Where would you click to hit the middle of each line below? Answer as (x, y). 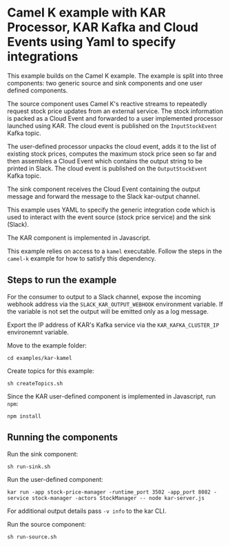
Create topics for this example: (51, 371)
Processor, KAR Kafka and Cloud (103, 27)
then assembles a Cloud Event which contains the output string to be (105, 161)
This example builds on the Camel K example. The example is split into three (115, 75)
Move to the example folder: (47, 345)
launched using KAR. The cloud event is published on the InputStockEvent (112, 125)
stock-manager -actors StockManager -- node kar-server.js (118, 498)
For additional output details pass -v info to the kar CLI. (87, 511)
